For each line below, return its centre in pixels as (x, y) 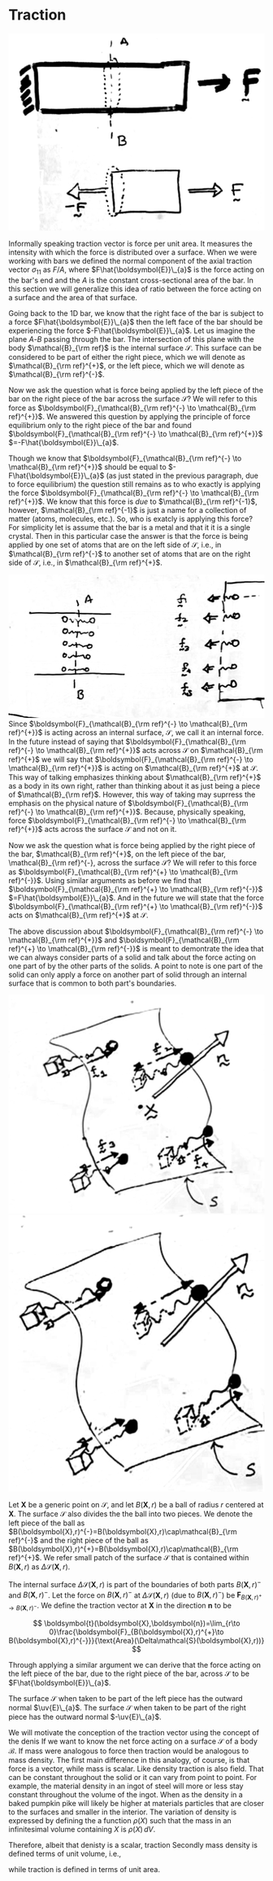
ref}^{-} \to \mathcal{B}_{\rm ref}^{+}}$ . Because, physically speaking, (127, 811)
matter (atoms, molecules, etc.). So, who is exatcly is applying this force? (131, 519)
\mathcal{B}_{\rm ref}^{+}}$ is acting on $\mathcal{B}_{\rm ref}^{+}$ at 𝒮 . (133, 768)
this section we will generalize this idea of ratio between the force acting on (135, 289)
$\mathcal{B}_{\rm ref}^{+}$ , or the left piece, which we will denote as (127, 366)
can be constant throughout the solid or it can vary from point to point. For (133, 1777)
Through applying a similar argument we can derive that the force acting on (135, 1664)
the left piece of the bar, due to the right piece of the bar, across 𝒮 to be (129, 1673)
